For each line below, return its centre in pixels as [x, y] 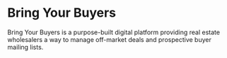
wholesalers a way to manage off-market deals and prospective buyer [110, 39]
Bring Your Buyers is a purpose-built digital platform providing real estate [114, 32]
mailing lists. [25, 47]
